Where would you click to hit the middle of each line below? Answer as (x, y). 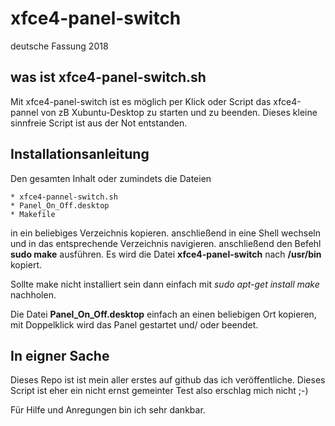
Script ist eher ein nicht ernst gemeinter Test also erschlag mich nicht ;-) (159, 391)
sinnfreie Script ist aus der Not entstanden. (99, 123)
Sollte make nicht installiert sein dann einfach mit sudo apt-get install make (165, 284)
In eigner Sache (60, 355)
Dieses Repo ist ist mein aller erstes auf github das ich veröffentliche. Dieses (168, 380)
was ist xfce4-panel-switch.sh (108, 77)
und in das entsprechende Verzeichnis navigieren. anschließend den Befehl (166, 243)
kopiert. (26, 264)
